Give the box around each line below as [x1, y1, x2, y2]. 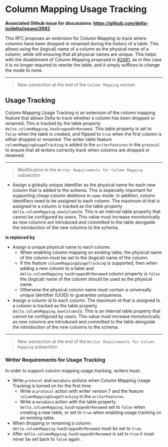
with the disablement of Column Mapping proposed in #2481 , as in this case [5, 56, 162, 62]
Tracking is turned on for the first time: [12, 383, 92, 389]
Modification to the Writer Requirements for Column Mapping [17, 167, 143, 173]
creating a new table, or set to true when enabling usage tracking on [19, 409, 161, 415]
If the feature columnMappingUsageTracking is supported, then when [19, 260, 157, 266]
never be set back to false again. [12, 436, 81, 442]
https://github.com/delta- [93, 20, 148, 26]
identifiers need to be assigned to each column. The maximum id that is [12, 197, 160, 204]
